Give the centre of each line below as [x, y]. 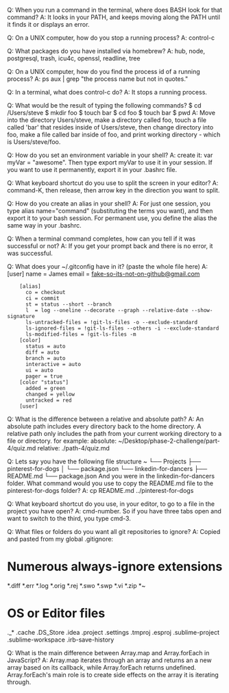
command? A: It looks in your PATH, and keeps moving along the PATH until [114, 17]
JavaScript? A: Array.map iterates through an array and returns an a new [109, 660]
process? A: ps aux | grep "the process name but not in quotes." [98, 79]
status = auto [46, 346]
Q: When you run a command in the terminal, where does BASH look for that [115, 10]
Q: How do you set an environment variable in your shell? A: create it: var [110, 155]
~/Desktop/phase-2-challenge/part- [169, 441]
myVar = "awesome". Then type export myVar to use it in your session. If [110, 162]
